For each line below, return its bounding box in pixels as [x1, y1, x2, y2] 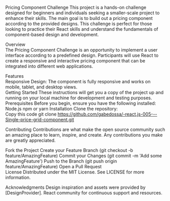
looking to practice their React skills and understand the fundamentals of [5, 26, 158, 32]
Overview [5, 41, 26, 48]
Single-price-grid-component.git [5, 117, 75, 122]
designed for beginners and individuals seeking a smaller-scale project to [5, 10, 160, 16]
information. [5, 174, 31, 181]
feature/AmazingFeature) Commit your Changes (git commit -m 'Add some [5, 153, 162, 159]
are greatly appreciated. [5, 138, 56, 143]
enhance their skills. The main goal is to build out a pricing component [5, 15, 153, 21]
